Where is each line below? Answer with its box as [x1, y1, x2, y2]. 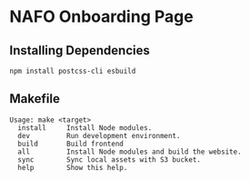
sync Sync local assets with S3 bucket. [17, 155, 202, 165]
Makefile [9, 91, 61, 106]
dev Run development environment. [17, 131, 181, 140]
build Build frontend [17, 139, 125, 148]
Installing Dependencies [9, 43, 150, 58]
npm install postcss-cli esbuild [9, 66, 136, 75]
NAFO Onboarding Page [9, 6, 194, 27]
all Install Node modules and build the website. [17, 147, 243, 156]
